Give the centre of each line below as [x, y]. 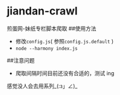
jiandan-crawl [42, 11]
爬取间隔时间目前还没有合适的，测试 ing [65, 73]
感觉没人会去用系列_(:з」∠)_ [42, 86]
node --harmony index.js [46, 48]
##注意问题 [21, 60]
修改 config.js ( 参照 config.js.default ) [64, 41]
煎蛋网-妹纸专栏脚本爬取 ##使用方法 [52, 28]
